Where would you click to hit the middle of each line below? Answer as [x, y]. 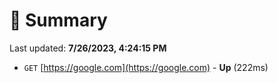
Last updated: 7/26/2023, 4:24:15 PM [88, 48]
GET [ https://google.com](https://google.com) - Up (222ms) [146, 67]
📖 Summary [58, 20]
